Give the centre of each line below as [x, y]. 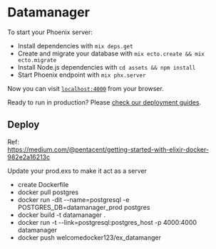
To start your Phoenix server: [50, 32]
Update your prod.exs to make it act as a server [77, 171]
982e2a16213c [29, 157]
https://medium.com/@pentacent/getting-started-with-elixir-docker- [108, 149]
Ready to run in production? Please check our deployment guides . [104, 102]
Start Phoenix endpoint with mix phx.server [82, 75]
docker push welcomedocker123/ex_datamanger [89, 237]
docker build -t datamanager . [61, 215]
